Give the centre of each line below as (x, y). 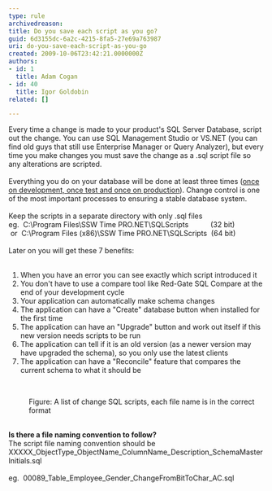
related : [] (28, 99)
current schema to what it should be (81, 370)
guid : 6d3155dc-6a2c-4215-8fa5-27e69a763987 (85, 39)
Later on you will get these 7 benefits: (71, 251)
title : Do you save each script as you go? (83, 31)
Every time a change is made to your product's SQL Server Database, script (135, 129)
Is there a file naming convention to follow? (82, 435)
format (40, 410)
